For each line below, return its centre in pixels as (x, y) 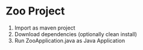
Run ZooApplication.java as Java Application (69, 40)
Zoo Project (35, 11)
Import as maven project (45, 28)
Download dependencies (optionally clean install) (75, 34)
